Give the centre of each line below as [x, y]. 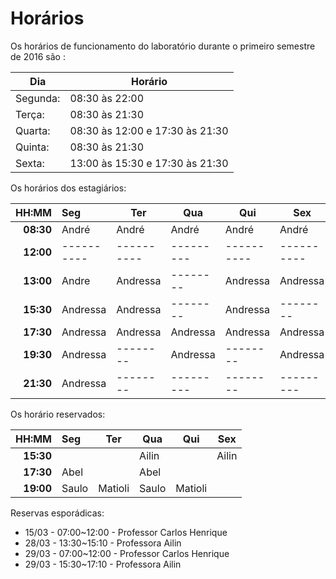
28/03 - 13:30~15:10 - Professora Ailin [103, 543]
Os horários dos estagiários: [68, 188]
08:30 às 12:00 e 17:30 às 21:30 [149, 130]
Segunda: [38, 98]
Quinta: [32, 147]
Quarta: [33, 130]
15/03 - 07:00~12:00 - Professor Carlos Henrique [126, 532]
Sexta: [30, 163]
